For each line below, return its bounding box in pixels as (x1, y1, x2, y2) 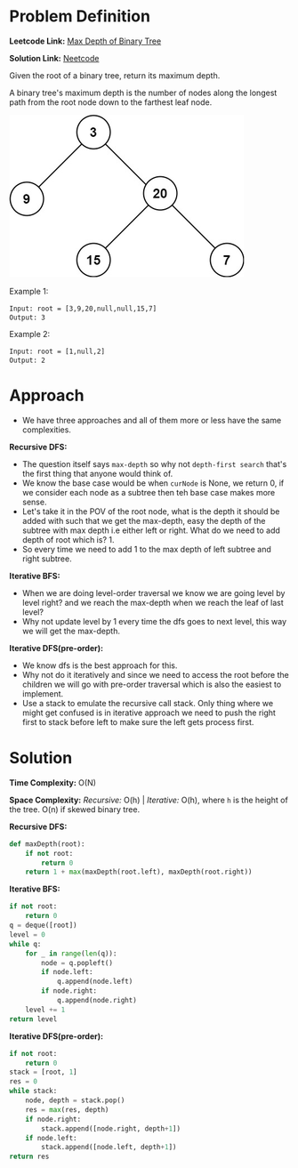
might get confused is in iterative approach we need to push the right (21, 707, 276, 718)
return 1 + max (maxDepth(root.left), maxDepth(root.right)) (25, 867, 253, 877)
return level (9, 1014, 58, 1024)
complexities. (21, 424, 71, 435)
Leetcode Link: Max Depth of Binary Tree (9, 36, 162, 46)
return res (9, 1152, 50, 1162)
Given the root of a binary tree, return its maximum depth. (9, 69, 221, 81)
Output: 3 (9, 313, 46, 322)
